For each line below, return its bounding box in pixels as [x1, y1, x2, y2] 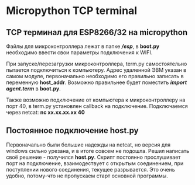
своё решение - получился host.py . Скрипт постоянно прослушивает [6, 153, 181, 160]
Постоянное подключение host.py [6, 125, 139, 135]
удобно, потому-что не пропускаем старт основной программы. [6, 172, 168, 179]
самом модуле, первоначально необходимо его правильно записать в [6, 73, 184, 79]
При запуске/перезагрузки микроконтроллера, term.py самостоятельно [6, 60, 187, 67]
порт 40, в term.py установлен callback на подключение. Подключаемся [6, 103, 189, 109]
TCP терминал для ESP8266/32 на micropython [6, 27, 188, 37]
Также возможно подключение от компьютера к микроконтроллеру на [6, 96, 186, 103]
